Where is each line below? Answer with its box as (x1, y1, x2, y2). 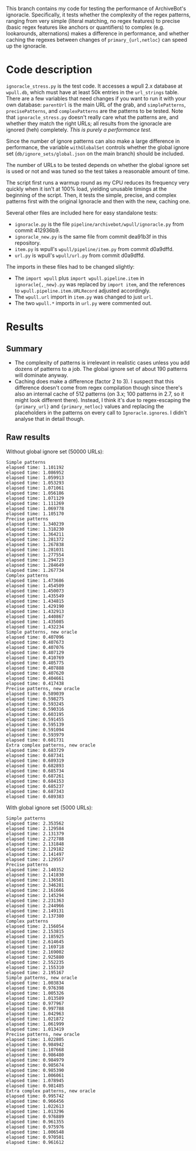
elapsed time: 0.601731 (6, 737, 65, 743)
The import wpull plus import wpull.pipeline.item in (14, 275, 145, 282)
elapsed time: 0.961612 (6, 1139, 65, 1145)
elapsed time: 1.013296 (6, 1108, 65, 1115)
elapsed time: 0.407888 (6, 665, 65, 671)
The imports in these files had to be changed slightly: (6, 263, 135, 270)
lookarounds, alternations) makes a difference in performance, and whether (6, 30, 190, 37)
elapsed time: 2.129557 (6, 856, 65, 862)
